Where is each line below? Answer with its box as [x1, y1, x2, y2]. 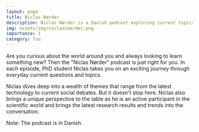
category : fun [6, 36, 41, 42]
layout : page [6, 8, 38, 15]
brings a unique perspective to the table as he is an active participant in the [6, 95, 190, 102]
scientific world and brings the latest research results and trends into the [6, 102, 184, 108]
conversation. [6, 108, 40, 115]
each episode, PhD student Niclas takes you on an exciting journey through [6, 65, 190, 72]
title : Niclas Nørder [6, 14, 60, 20]
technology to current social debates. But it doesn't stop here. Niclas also [6, 89, 185, 96]
